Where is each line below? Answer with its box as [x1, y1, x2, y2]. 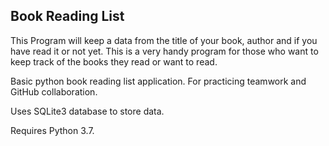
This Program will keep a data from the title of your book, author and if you [10, 34, 318, 46]
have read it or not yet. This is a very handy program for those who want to [10, 45, 319, 57]
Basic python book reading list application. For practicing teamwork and [10, 75, 307, 87]
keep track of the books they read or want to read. [10, 55, 218, 68]
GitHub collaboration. [10, 85, 98, 98]
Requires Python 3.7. [10, 124, 95, 136]
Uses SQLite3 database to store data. [10, 105, 165, 117]
